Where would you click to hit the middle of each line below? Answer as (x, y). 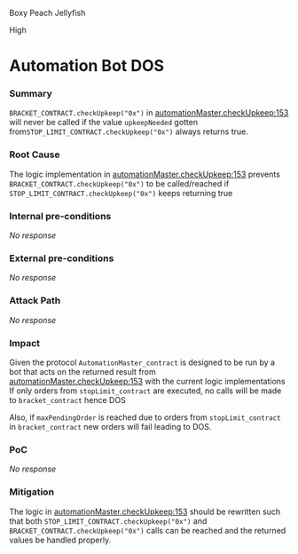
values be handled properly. (60, 540)
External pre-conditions (62, 258)
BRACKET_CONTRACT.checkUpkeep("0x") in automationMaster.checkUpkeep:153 (149, 113)
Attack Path (35, 301)
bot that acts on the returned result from (83, 371)
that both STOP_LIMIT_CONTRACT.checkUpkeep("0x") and (108, 521)
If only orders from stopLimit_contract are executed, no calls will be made (145, 391)
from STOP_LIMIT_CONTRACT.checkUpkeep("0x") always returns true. (129, 131)
